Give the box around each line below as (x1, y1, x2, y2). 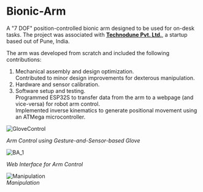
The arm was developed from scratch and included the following (6, 49, 170, 56)
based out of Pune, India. (6, 37, 70, 45)
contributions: (6, 56, 42, 63)
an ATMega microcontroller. (15, 113, 86, 120)
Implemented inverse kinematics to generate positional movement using (15, 106, 197, 114)
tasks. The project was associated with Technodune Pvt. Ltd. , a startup (6, 31, 188, 38)
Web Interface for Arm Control (6, 160, 83, 168)
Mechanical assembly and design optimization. (15, 67, 134, 75)
